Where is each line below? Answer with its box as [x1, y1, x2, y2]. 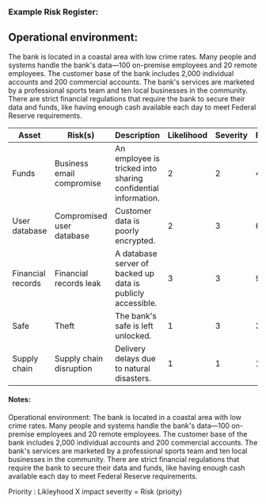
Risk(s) [66, 129, 95, 140]
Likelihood [167, 129, 208, 140]
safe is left [114, 320, 154, 331]
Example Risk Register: [8, 6, 99, 17]
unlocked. [114, 330, 152, 341]
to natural [114, 363, 150, 374]
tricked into [114, 162, 157, 174]
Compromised [54, 210, 108, 221]
